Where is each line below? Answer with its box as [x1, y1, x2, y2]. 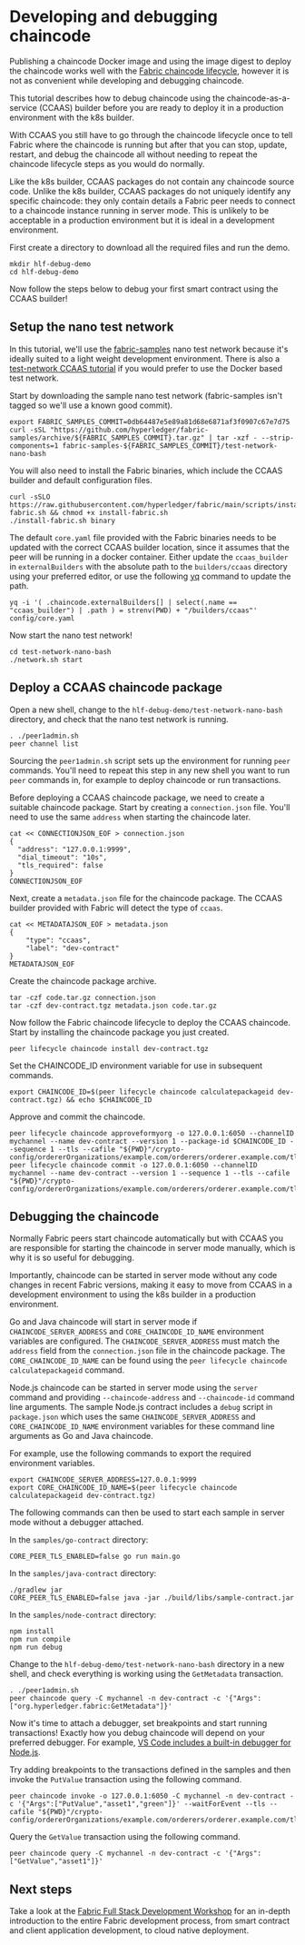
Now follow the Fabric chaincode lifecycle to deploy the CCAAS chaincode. [9, 1017, 290, 1027]
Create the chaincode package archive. [9, 975, 157, 987]
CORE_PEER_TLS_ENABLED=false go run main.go [9, 1552, 181, 1562]
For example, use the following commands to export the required [9, 1448, 251, 1459]
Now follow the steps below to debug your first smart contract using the [9, 283, 279, 294]
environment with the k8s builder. [9, 112, 134, 123]
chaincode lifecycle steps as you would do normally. [9, 158, 205, 169]
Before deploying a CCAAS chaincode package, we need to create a [9, 792, 265, 803]
